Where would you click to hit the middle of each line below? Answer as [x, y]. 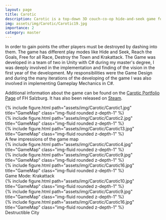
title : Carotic [21, 14]
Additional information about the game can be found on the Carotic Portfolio [82, 93]
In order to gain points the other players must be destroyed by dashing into [81, 47]
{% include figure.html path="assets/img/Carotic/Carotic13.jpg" [70, 128]
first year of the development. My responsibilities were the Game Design [79, 73]
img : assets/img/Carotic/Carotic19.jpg [46, 23]
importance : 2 [20, 28]
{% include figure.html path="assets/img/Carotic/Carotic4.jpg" [69, 144]
